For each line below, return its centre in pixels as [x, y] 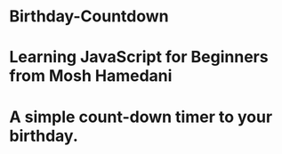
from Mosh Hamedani [91, 76]
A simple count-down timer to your [141, 117]
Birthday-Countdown [89, 16]
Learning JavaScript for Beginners [139, 57]
